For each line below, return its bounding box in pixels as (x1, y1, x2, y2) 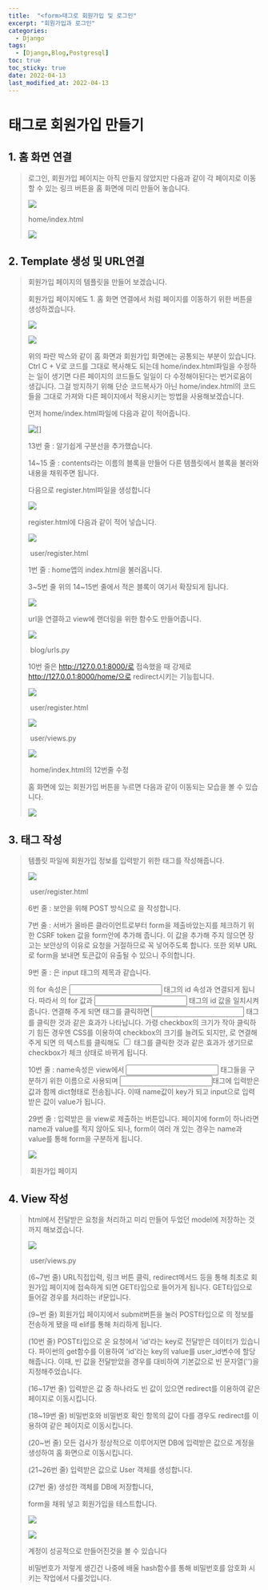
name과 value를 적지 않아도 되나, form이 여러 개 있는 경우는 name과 (27, 1124, 242, 1134)
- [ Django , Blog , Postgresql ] (15, 49, 110, 57)
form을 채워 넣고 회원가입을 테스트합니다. (27, 1499, 158, 1508)
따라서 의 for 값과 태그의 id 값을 (38, 996, 232, 1005)
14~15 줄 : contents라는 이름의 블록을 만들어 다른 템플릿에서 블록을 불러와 (27, 458, 259, 468)
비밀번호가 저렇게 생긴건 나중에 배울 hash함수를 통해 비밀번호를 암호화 (27, 1563, 247, 1572)
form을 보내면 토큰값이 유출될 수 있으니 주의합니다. (36, 951, 195, 960)
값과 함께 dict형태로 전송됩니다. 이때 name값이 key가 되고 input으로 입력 (27, 1087, 255, 1097)
